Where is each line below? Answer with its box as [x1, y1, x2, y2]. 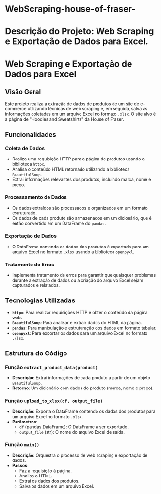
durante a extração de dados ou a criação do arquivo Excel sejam [12, 277, 144, 283]
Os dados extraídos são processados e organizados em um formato [12, 205, 148, 211]
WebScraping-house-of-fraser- [5, 3, 136, 15]
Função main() [5, 441, 40, 448]
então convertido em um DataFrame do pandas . [12, 220, 106, 227]
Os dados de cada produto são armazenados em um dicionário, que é [12, 215, 152, 221]
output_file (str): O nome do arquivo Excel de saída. [19, 429, 125, 435]
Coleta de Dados [5, 145, 45, 152]
